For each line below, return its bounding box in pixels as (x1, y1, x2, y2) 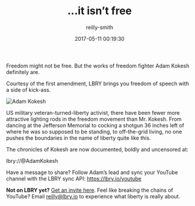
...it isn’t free (67, 4, 132, 18)
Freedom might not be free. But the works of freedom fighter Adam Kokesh (6, 62, 190, 69)
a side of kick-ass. (6, 86, 51, 93)
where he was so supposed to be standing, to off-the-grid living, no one (6, 128, 183, 135)
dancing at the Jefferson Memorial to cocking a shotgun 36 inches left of (6, 121, 185, 128)
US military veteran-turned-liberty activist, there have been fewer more (6, 109, 180, 116)
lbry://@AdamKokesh (6, 157, 58, 164)
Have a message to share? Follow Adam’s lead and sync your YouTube (6, 169, 178, 176)
